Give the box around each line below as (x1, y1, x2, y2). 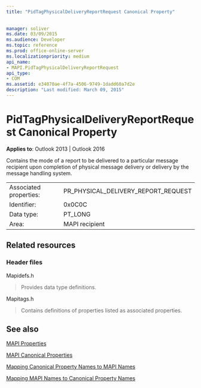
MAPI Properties (6, 340, 47, 347)
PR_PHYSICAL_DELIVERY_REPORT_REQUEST (63, 187, 192, 195)
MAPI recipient (63, 219, 105, 228)
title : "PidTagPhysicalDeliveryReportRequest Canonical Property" (6, 8, 175, 15)
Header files (6, 258, 43, 267)
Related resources (6, 240, 76, 251)
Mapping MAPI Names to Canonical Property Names (6, 375, 136, 382)
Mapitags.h (6, 295, 34, 302)
